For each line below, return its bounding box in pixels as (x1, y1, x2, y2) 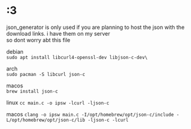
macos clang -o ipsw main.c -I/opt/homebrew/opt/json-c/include (6, 110, 174, 118)
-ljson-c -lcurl (87, 117, 129, 123)
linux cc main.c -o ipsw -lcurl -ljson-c (6, 99, 110, 106)
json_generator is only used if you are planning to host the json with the (6, 24, 185, 31)
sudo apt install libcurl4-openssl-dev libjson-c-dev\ (6, 54, 148, 60)
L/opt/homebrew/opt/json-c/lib (6, 117, 85, 123)
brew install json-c (6, 88, 59, 94)
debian (6, 48, 24, 55)
